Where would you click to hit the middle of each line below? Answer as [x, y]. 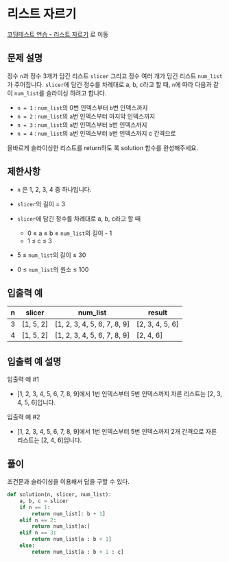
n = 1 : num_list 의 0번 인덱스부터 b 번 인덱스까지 [82, 108]
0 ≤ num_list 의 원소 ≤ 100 [53, 269]
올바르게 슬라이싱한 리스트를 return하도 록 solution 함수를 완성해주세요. [103, 147]
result [158, 313]
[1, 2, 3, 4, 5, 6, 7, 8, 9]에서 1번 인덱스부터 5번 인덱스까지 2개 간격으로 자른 [117, 432]
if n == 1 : [35, 507]
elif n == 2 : [38, 520]
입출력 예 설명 [34, 362]
